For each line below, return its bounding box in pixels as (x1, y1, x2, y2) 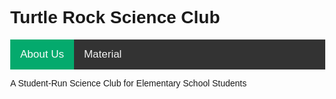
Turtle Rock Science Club (10, 7, 221, 28)
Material (83, 47, 123, 61)
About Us (20, 47, 64, 61)
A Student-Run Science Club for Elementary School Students (10, 77, 248, 89)
